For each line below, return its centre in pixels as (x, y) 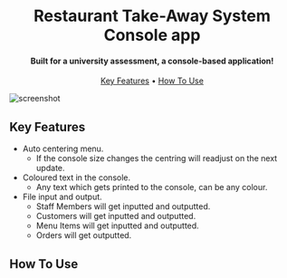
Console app (152, 35)
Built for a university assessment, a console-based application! (152, 61)
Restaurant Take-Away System (152, 16)
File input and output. (62, 197)
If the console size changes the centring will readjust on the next (157, 158)
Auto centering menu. (63, 149)
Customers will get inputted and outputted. (116, 216)
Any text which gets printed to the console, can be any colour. (152, 187)
